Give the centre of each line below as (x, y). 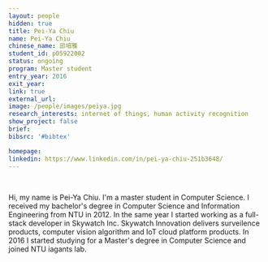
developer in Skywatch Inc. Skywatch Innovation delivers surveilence (144, 223)
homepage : (25, 151)
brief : (19, 129)
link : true (27, 91)
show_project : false (43, 122)
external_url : (32, 99)
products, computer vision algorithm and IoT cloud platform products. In (129, 232)
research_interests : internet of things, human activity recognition (129, 114)
